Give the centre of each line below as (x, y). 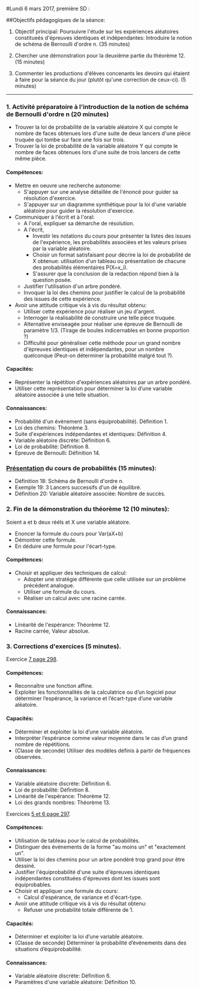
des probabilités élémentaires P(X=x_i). (80, 267)
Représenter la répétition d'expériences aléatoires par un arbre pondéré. (103, 382)
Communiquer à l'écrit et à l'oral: (54, 217)
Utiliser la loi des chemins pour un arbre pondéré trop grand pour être (100, 860)
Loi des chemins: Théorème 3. (52, 427)
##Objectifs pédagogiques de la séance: (56, 20)
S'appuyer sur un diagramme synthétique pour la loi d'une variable (105, 204)
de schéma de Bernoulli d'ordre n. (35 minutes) (72, 44)
